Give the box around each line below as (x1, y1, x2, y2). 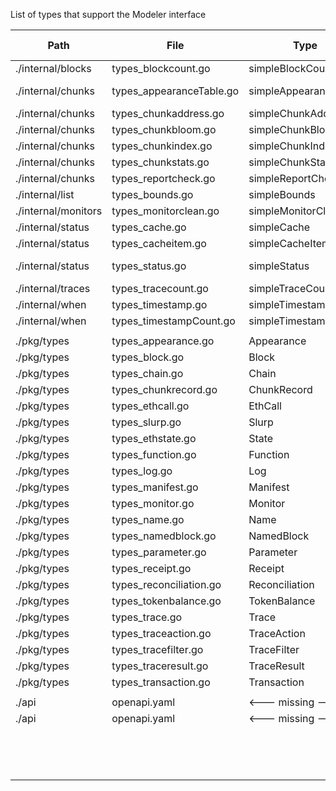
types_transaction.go (111, 675, 211, 689)
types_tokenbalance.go (111, 594, 222, 608)
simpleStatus (248, 259, 310, 273)
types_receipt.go (111, 562, 192, 575)
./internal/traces (15, 282, 91, 295)
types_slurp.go (111, 415, 182, 429)
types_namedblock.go (111, 529, 217, 543)
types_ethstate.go (111, 432, 197, 445)
